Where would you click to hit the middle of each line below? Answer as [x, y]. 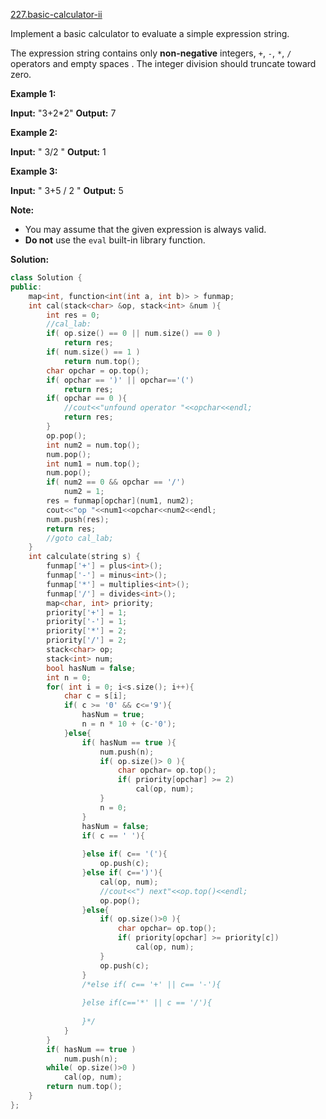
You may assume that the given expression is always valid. [145, 229]
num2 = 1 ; [84, 492]
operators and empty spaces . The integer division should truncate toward [163, 63]
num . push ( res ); [78, 519]
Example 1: [33, 93]
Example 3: [34, 171]
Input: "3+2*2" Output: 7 [63, 113]
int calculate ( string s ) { [84, 557]
